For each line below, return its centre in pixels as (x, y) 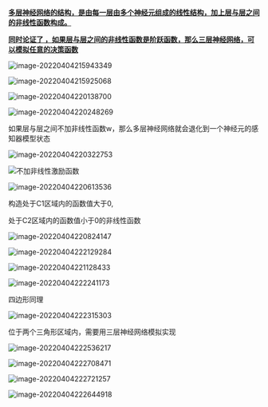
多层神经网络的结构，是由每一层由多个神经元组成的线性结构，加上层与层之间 (134, 12)
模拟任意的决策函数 (46, 50)
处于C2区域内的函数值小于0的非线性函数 (75, 220)
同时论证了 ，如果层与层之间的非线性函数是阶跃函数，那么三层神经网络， (128, 40)
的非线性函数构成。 (40, 22)
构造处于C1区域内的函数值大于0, (61, 203)
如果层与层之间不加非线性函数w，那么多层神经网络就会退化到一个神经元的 (130, 128)
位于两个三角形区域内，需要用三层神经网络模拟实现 (92, 332)
